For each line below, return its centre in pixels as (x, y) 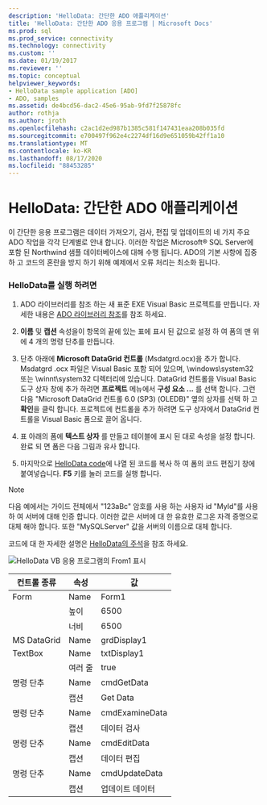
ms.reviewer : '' (35, 69)
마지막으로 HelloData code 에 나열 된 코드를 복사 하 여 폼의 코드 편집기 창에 (138, 464)
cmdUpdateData (132, 774)
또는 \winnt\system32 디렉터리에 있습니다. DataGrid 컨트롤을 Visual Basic (138, 379)
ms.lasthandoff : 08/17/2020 (55, 158)
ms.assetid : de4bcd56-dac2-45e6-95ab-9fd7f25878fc (95, 106)
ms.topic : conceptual (45, 76)
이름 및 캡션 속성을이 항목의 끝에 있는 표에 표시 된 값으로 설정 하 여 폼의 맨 (136, 332)
